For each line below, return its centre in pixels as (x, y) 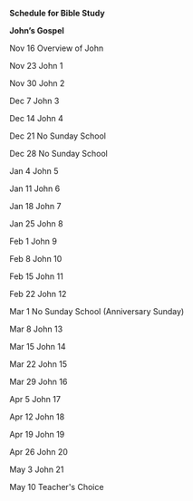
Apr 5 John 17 (35, 399)
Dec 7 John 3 (34, 101)
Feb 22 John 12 (38, 294)
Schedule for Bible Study (58, 13)
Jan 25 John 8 (36, 224)
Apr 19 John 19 (37, 434)
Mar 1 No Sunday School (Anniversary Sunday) (97, 311)
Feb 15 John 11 (36, 276)
